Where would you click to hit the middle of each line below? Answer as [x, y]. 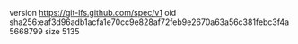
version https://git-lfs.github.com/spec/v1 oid [93, 13]
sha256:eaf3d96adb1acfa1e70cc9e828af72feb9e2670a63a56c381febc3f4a [149, 22]
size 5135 [62, 31]
